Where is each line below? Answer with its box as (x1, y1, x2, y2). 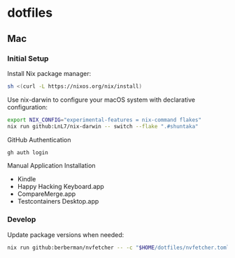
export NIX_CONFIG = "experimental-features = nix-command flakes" (7, 116, 201, 123)
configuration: (7, 103, 48, 111)
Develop (7, 215, 36, 225)
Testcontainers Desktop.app (17, 197, 99, 206)
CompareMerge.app (17, 190, 76, 198)
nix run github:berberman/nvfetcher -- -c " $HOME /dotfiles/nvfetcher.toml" (7, 244, 233, 251)
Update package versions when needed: (7, 230, 124, 238)
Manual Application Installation (7, 162, 96, 170)
